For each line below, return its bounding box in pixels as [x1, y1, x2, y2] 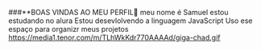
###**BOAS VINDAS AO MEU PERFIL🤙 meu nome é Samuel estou [8, 8, 229, 17]
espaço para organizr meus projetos [8, 25, 129, 33]
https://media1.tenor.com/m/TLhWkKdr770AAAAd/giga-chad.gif [8, 33, 221, 42]
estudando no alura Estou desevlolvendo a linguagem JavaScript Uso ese [8, 16, 253, 25]
